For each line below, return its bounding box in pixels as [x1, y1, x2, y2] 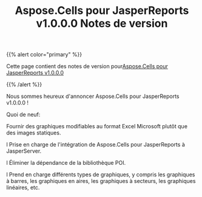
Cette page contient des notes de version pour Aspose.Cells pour [6, 63, 169, 70]
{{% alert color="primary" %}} [6, 51, 82, 58]
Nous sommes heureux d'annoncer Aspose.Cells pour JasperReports [6, 92, 180, 100]
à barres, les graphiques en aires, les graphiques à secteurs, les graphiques [6, 178, 196, 185]
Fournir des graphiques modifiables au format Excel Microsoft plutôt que [6, 123, 188, 130]
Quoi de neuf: [6, 111, 41, 119]
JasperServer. [6, 147, 42, 155]
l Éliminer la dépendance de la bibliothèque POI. [6, 159, 126, 167]
